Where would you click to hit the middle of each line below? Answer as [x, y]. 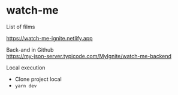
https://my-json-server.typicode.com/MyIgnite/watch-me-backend [89, 56]
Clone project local [38, 79]
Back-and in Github [30, 50]
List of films [21, 27]
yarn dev [26, 86]
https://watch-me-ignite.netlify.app [49, 38]
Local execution [26, 67]
